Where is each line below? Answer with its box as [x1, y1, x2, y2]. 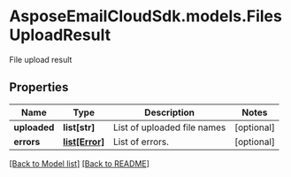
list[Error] [63, 135, 105, 148]
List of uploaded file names [113, 121, 226, 134]
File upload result [9, 54, 73, 65]
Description [144, 106, 195, 119]
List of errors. [113, 135, 170, 148]
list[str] [63, 121, 96, 134]
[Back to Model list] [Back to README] [9, 158, 150, 169]
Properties [9, 80, 69, 95]
